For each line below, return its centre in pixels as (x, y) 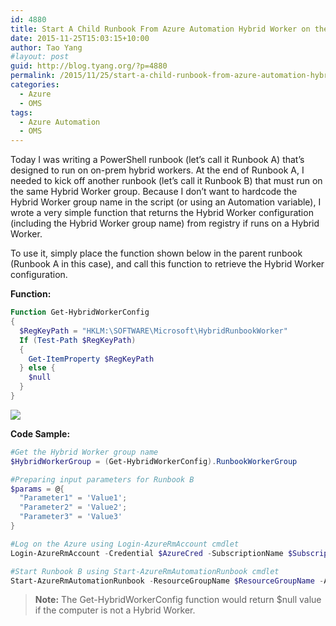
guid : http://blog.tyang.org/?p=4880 (89, 66)
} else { (37, 368)
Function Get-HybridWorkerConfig (80, 312)
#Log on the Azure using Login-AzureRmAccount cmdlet (125, 544)
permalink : (33, 76)
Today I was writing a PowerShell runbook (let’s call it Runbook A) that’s (157, 160)
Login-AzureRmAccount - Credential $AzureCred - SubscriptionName (147, 553)
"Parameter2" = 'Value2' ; (73, 507)
